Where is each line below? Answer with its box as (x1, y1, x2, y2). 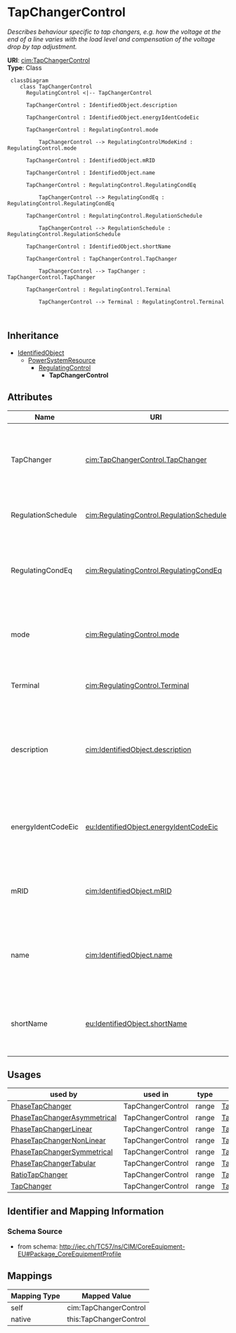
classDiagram (10, 77, 49, 84)
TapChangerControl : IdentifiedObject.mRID (25, 157, 156, 164)
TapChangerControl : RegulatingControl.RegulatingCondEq (25, 181, 197, 188)
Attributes (7, 391, 53, 403)
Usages (7, 1069, 41, 1081)
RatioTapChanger (11, 1170, 68, 1180)
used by (50, 1090, 78, 1100)
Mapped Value (81, 1291, 131, 1301)
